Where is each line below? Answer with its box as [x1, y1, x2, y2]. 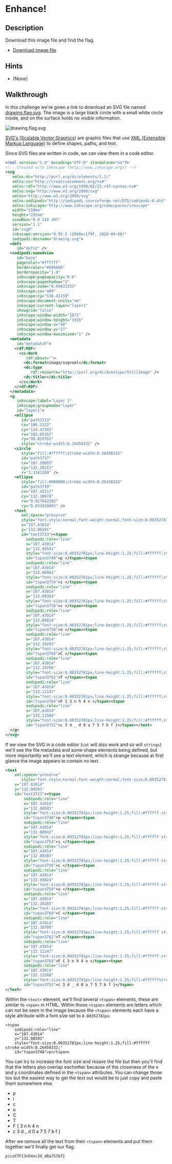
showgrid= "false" [16, 308, 54, 313]
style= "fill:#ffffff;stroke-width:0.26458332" [21, 451, 123, 456]
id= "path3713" [21, 417, 52, 423]
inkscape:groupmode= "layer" [16, 403, 77, 408]
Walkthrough [5, 90, 48, 99]
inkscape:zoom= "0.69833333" [16, 284, 77, 289]
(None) [12, 75, 28, 82]
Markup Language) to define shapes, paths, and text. [5, 140, 118, 146]
